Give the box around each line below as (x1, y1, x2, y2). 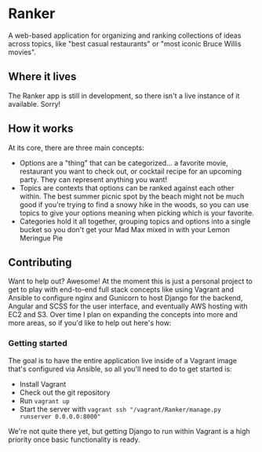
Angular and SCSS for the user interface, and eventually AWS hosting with (8, 301, 249, 311)
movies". (8, 47, 37, 56)
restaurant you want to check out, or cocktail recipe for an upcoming (19, 166, 242, 176)
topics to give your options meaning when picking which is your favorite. (19, 208, 255, 217)
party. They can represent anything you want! (19, 174, 167, 184)
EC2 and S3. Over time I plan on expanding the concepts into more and (8, 310, 238, 319)
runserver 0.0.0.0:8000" (19, 413, 101, 421)
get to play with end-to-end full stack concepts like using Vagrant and (8, 285, 234, 294)
